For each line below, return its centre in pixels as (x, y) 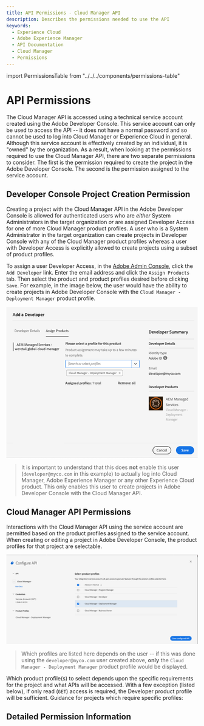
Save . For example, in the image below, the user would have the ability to (97, 285)
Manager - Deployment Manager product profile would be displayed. (104, 666)
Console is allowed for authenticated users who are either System (89, 215)
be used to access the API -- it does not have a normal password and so (97, 130)
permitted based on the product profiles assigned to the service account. (98, 533)
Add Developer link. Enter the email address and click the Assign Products (98, 272)
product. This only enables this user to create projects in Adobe (101, 487)
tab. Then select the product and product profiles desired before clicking (97, 279)
